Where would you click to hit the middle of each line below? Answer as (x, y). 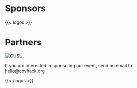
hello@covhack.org (25, 71)
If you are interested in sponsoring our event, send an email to (69, 65)
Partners (24, 42)
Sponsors (26, 9)
